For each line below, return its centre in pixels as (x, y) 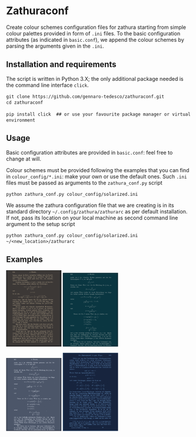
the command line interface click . (48, 85)
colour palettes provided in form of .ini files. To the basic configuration (93, 33)
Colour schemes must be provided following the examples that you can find (98, 170)
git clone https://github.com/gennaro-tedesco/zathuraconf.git (85, 96)
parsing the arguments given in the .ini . (55, 46)
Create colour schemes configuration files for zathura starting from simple (96, 27)
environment (21, 120)
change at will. (24, 159)
